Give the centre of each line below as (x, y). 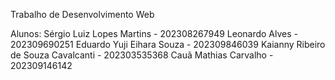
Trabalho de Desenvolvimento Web (82, 14)
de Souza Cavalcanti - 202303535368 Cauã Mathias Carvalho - (142, 55)
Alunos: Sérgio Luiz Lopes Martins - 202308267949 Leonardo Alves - (154, 33)
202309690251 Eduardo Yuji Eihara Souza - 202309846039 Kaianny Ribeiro (168, 44)
